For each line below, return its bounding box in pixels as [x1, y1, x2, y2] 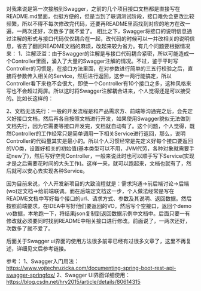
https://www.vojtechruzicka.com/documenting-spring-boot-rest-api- [6, 265, 176, 271]
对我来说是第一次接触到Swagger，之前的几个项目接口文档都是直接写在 [6, 5, 181, 12]
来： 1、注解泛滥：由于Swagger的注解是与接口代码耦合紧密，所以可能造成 [6, 50, 190, 57]
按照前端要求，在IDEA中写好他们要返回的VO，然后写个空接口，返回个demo [6, 203, 192, 209]
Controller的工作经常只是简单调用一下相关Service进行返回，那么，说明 [11, 130, 186, 137]
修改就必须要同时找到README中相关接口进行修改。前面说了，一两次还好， [6, 218, 191, 224]
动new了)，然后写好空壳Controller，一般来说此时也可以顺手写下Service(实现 [6, 152, 195, 160]
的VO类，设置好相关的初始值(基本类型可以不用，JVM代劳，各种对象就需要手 [6, 145, 195, 152]
